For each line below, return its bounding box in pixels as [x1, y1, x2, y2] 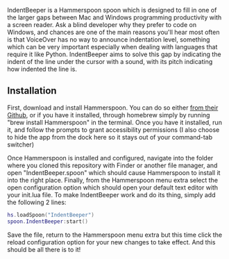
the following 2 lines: [7, 198, 67, 206]
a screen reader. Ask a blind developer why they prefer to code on [7, 21, 196, 28]
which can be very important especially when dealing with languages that [7, 43, 218, 51]
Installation [7, 85, 57, 97]
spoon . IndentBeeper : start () [7, 218, 89, 225]
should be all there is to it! [7, 245, 81, 253]
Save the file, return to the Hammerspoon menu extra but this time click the [7, 231, 223, 239]
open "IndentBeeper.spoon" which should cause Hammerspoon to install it [7, 168, 221, 176]
